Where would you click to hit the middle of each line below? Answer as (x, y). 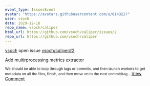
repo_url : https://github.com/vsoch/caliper (51, 37)
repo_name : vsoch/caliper (31, 28)
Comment (15, 79)
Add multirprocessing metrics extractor (45, 60)
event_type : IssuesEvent (30, 9)
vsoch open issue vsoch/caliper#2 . (40, 50)
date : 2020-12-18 (23, 23)
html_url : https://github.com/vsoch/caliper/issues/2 (61, 32)
